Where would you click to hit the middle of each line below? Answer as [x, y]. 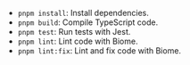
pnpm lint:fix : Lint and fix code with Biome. [99, 51]
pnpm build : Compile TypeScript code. [88, 22]
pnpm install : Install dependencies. [83, 13]
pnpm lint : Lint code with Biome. [78, 41]
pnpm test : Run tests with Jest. [74, 32]
